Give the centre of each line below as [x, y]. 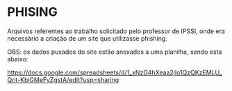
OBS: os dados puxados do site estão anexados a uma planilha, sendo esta [115, 52]
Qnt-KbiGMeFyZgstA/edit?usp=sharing [63, 79]
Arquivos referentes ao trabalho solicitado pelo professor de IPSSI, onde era [116, 31]
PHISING [32, 12]
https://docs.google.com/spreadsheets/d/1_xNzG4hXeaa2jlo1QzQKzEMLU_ [115, 72]
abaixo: [18, 59]
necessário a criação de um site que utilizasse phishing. [88, 38]
